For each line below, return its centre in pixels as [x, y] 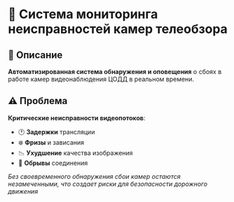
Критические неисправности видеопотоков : [77, 117]
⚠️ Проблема [38, 101]
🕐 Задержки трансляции [56, 131]
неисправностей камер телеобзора [118, 29]
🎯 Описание [35, 55]
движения [23, 191]
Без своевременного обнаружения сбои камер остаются [94, 176]
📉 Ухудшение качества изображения [75, 152]
